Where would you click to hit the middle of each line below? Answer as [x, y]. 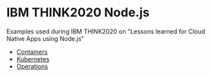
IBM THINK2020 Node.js [78, 13]
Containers [32, 52]
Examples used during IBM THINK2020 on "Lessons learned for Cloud [106, 31]
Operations [32, 66]
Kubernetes [33, 59]
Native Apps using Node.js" [46, 38]
